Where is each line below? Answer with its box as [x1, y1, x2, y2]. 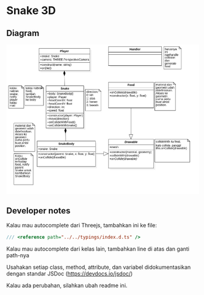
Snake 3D [6, 4, 56, 18]
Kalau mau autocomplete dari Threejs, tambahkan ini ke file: [6, 222, 157, 229]
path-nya [6, 252, 29, 259]
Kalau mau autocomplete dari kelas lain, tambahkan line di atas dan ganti [6, 245, 190, 253]
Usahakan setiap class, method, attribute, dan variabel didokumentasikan [6, 263, 191, 271]
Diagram [6, 28, 40, 38]
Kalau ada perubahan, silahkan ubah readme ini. [6, 282, 128, 290]
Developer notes [6, 205, 71, 216]
